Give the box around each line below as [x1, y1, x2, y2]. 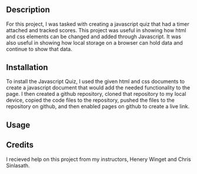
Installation [6, 62, 48, 72]
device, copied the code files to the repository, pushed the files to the [6, 96, 175, 104]
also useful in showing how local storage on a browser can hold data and [6, 39, 183, 46]
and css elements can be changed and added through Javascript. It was [6, 33, 181, 40]
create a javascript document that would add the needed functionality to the [6, 84, 191, 91]
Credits [6, 140, 34, 150]
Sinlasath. [6, 162, 31, 169]
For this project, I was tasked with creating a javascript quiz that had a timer [6, 20, 189, 28]
